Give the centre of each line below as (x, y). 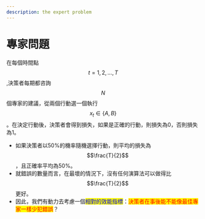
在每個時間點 (22, 63)
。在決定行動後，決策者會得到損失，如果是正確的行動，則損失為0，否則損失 (102, 125)
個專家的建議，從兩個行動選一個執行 (52, 103)
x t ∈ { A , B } (103, 114)
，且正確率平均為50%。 (45, 166)
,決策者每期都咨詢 (29, 83)
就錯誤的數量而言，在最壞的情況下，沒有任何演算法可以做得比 (93, 174)
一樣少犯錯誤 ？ (40, 209)
